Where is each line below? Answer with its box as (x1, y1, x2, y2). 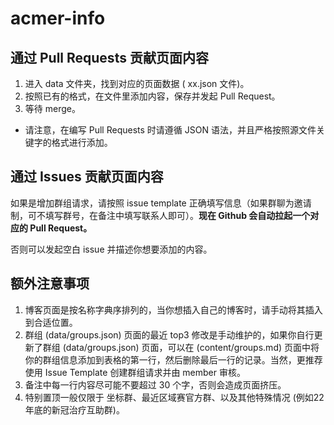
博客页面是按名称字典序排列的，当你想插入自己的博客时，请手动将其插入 (24, 303, 323, 316)
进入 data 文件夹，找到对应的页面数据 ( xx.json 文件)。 (24, 78, 250, 89)
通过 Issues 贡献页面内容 (10, 168, 164, 186)
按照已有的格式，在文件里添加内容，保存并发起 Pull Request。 (24, 90, 281, 102)
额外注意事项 (10, 275, 90, 292)
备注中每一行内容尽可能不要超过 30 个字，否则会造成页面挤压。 (24, 378, 287, 391)
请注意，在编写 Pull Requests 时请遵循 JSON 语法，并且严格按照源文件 (24, 124, 317, 136)
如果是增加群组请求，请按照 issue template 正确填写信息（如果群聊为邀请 (10, 197, 312, 209)
